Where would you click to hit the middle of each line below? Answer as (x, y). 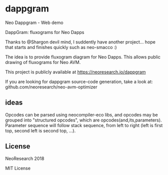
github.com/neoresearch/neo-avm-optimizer (51, 87)
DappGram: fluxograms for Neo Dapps (45, 32)
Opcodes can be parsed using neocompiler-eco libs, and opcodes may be (82, 114)
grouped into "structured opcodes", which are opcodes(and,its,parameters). (83, 120)
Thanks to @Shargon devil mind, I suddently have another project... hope (80, 42)
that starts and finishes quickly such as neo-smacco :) (61, 47)
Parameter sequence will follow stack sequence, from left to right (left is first (84, 125)
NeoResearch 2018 (25, 158)
